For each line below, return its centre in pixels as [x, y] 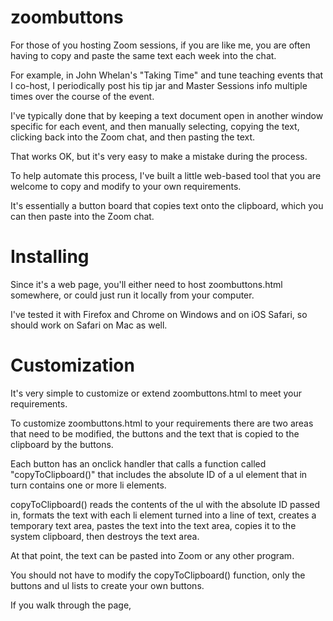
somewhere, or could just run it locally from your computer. [132, 295]
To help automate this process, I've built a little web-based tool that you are [166, 175]
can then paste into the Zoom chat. [82, 216]
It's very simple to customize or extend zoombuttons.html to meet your [156, 393]
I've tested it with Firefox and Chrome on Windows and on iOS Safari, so [159, 314]
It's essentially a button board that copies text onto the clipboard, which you [167, 205]
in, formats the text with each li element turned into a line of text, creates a [163, 515]
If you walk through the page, [71, 605]
